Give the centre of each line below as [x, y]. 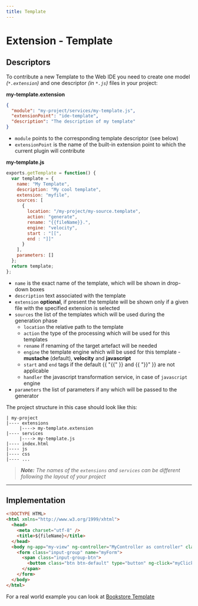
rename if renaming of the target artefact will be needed [90, 345]
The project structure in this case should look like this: [72, 407]
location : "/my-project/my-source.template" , [84, 212]
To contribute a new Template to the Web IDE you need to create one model [98, 77]
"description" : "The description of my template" [73, 121]
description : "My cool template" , [59, 189]
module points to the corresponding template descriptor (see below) [96, 138]
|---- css [18, 454]
